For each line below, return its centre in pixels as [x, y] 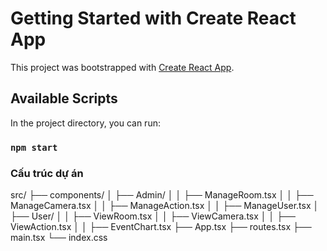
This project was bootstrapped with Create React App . [122, 67]
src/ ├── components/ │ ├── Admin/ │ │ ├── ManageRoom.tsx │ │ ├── [162, 194]
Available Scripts [64, 98]
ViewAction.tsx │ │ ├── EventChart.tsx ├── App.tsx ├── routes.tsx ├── [161, 226]
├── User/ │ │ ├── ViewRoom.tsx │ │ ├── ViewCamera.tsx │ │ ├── [153, 216]
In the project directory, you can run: [85, 123]
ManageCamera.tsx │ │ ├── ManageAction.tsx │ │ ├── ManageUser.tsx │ [165, 205]
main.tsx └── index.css [59, 237]
